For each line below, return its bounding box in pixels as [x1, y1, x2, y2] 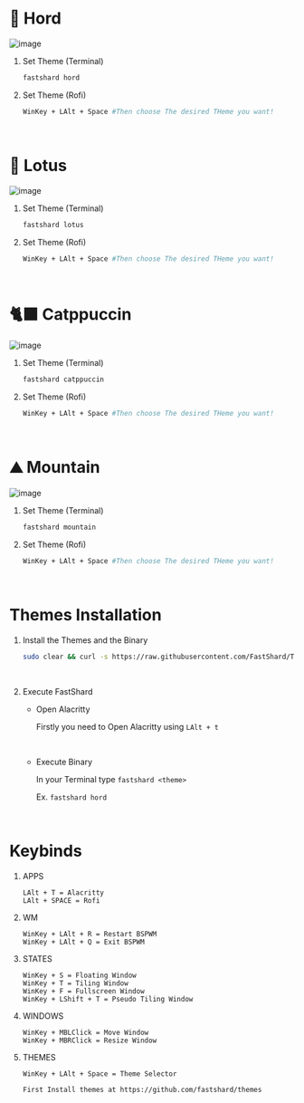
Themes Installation [9, 604, 162, 625]
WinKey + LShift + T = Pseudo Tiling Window [22, 994, 194, 1003]
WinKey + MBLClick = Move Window [22, 1028, 149, 1037]
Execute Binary [35, 756, 93, 767]
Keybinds [9, 840, 83, 861]
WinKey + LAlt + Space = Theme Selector [22, 1069, 177, 1079]
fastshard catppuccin [22, 375, 104, 384]
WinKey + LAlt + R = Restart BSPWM [22, 929, 157, 938]
